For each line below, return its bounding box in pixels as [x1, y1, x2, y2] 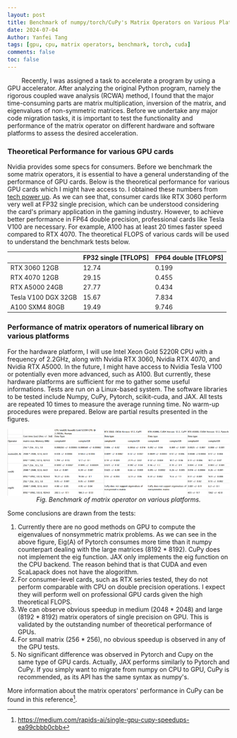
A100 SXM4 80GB [10, 302, 65, 311]
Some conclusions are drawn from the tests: [7, 508, 136, 517]
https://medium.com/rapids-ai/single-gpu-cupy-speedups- [17, 715, 190, 724]
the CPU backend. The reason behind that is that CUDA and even [17, 560, 207, 569]
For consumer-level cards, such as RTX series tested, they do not [17, 575, 208, 583]
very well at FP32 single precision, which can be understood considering [7, 200, 219, 208]
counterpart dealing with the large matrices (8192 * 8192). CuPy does [17, 544, 221, 554]
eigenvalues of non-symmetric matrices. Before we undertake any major [7, 106, 218, 114]
